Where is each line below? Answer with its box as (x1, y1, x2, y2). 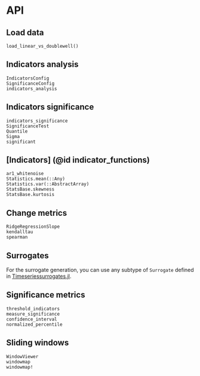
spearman (6, 234, 28, 240)
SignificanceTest (6, 123, 50, 129)
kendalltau (6, 229, 33, 235)
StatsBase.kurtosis (6, 192, 55, 198)
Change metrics (6, 207, 67, 218)
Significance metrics (6, 290, 85, 300)
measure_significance (6, 311, 60, 317)
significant (6, 139, 36, 145)
